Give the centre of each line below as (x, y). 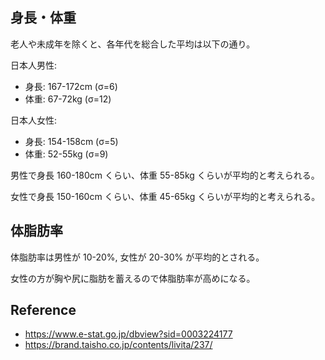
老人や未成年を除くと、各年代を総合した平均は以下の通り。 (133, 44)
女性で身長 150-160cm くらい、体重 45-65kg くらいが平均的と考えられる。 (165, 196)
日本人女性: (34, 120)
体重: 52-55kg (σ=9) (66, 154)
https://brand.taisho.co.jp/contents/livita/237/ (118, 345)
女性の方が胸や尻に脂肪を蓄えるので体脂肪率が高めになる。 (133, 278)
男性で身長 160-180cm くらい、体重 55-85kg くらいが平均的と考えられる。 (165, 175)
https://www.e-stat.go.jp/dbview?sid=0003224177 (128, 334)
